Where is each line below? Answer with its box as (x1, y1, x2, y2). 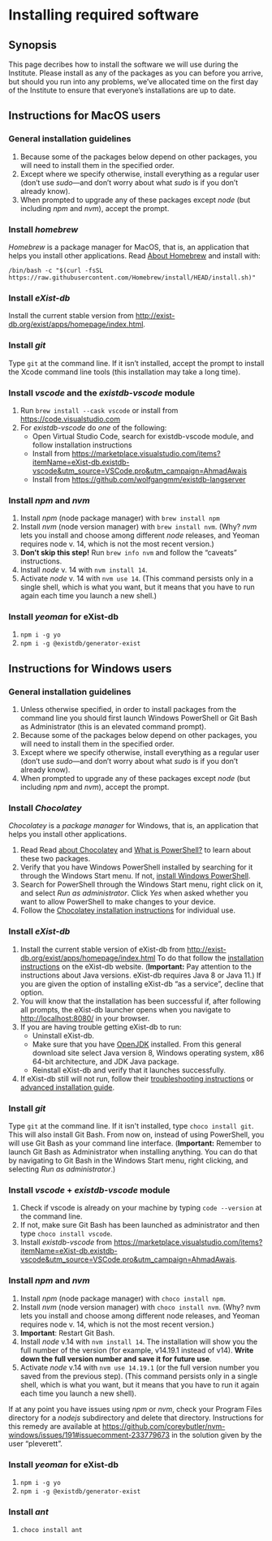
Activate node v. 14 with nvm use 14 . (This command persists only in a (19, 574, 254, 584)
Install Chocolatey (8, 802, 83, 814)
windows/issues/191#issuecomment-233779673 (8, 1430, 171, 1440)
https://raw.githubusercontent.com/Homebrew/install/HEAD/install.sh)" (8, 274, 256, 282)
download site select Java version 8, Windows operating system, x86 (32, 1047, 265, 1057)
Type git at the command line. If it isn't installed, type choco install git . (8, 1121, 254, 1131)
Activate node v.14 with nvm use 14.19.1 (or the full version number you (19, 1362, 260, 1372)
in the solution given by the (171, 1430, 262, 1440)
